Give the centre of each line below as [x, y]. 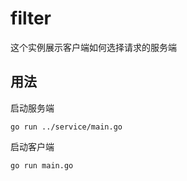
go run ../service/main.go [66, 127]
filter [31, 18]
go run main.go [42, 165]
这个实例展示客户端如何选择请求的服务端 [93, 47]
